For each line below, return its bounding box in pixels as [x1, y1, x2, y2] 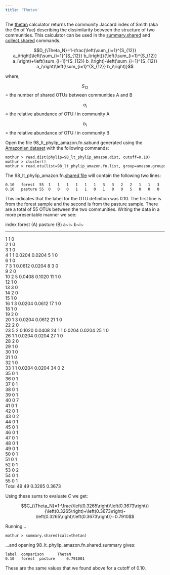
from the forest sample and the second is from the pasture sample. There [5, 201, 158, 207]
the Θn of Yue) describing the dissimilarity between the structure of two [5, 26, 155, 33]
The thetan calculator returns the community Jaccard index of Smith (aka [5, 21, 158, 27]
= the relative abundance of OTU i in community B [5, 130, 110, 136]
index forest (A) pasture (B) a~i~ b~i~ [5, 222, 84, 228]
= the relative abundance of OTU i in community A [5, 111, 110, 117]
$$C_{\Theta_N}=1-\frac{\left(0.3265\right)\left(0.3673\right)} [21, 503, 149, 509]
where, [5, 73, 20, 79]
